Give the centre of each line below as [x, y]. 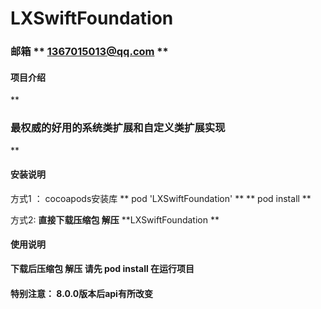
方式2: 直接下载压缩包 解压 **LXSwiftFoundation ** [115, 219]
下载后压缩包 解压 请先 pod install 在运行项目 [102, 269]
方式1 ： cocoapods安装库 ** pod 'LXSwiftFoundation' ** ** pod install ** [161, 198]
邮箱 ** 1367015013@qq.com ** [89, 52]
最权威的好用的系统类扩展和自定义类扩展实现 [118, 128]
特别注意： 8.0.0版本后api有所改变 [81, 293]
